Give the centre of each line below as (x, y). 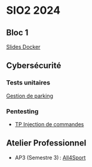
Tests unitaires (28, 83)
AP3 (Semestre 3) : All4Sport (50, 157)
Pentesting (22, 111)
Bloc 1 (17, 33)
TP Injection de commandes (49, 124)
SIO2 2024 (33, 10)
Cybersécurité (34, 66)
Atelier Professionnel (46, 143)
